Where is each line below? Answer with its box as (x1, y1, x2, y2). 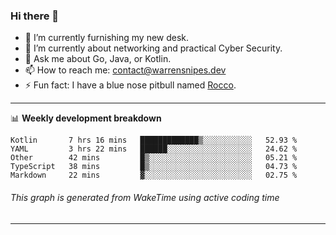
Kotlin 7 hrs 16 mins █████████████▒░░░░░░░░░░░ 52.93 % (10, 135, 298, 146)
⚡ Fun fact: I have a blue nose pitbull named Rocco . (24, 79, 237, 91)
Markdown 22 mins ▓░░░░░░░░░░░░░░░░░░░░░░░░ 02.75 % (10, 170, 298, 181)
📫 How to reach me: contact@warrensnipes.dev (24, 64, 227, 76)
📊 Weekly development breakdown (10, 112, 162, 124)
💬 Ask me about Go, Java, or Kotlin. (24, 53, 172, 65)
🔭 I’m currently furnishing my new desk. (24, 32, 190, 44)
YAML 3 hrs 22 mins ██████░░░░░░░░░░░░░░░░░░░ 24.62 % (10, 144, 298, 154)
